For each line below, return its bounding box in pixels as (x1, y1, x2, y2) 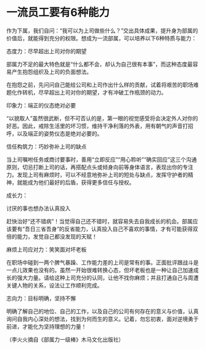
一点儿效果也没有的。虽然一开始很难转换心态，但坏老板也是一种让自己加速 (6, 266, 193, 273)
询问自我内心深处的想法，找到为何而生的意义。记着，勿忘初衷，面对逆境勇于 (6, 315, 199, 322)
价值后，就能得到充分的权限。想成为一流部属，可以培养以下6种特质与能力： (6, 34, 197, 41)
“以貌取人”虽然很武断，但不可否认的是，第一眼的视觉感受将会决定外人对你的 (6, 114, 198, 122)
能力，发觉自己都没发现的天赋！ (16, 232, 98, 240)
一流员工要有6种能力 (6, 5, 110, 20)
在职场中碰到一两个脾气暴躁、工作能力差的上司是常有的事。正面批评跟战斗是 (6, 259, 199, 266)
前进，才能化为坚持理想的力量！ (6, 323, 87, 330)
